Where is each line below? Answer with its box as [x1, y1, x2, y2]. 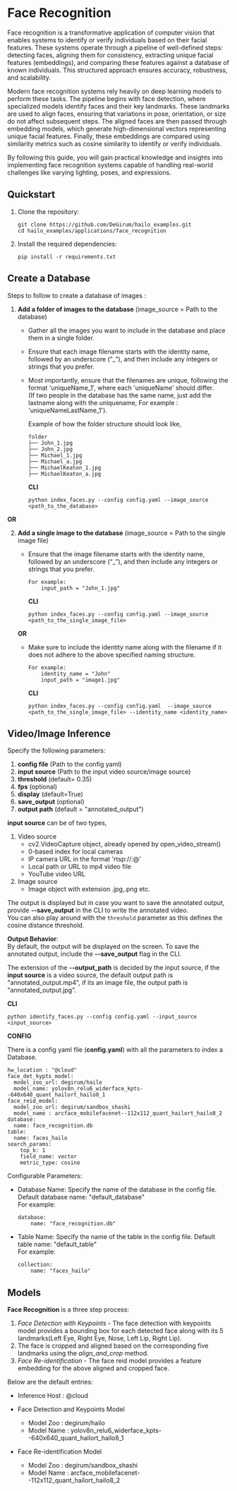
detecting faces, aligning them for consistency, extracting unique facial [7, 51, 214, 59]
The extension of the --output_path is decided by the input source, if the [7, 964, 220, 972]
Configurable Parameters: [7, 1172, 83, 1180]
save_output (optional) [17, 798, 85, 806]
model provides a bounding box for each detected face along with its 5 [17, 1327, 224, 1335]
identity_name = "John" [41, 670, 111, 677]
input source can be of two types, [7, 819, 107, 827]
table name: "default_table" [17, 1240, 97, 1249]
